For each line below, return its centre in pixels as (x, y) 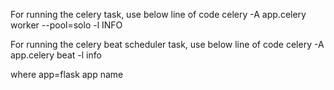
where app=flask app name (67, 74)
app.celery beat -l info (56, 55)
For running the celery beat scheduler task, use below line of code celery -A (167, 44)
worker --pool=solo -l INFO (66, 25)
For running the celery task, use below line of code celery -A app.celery (158, 14)
